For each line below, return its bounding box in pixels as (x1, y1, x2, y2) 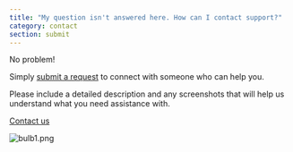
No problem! (9, 55, 56, 65)
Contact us (9, 115, 50, 126)
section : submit (9, 30, 70, 38)
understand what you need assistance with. (9, 98, 170, 109)
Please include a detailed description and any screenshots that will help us (9, 89, 285, 99)
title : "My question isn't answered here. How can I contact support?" (9, 13, 282, 22)
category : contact (9, 21, 78, 30)
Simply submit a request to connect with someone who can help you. (9, 72, 264, 82)
